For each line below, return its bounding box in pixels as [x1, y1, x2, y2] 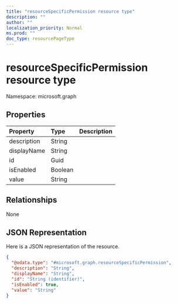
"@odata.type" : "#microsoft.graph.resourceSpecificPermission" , [11, 260, 172, 266]
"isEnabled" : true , [11, 282, 59, 288]
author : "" [6, 19, 33, 25]
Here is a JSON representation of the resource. [6, 243, 120, 250]
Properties [6, 110, 46, 120]
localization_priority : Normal [6, 25, 83, 31]
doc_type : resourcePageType [6, 36, 75, 42]
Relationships [6, 195, 57, 205]
